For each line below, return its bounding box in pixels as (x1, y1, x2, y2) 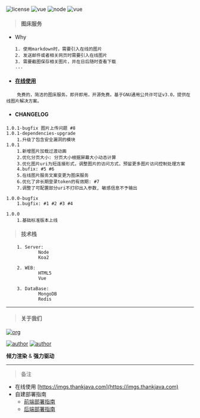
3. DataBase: (17, 285, 49, 291)
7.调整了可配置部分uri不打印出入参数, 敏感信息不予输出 (17, 185, 138, 191)
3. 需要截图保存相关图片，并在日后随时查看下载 (14, 59, 116, 65)
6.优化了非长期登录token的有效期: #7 (17, 178, 100, 184)
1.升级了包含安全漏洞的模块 (17, 137, 76, 143)
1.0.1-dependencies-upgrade (6, 130, 76, 136)
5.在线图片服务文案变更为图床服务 (17, 172, 89, 178)
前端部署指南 (23, 398, 55, 406)
